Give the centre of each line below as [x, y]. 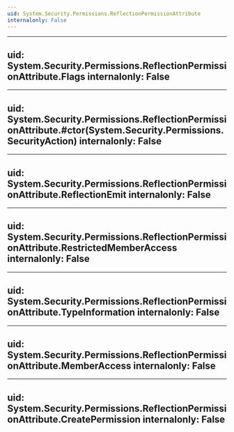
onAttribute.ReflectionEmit [67, 195]
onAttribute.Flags [46, 76]
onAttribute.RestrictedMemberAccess [92, 248]
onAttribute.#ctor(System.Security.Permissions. [116, 130]
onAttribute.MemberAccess [69, 365]
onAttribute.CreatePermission [74, 419]
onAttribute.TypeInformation [71, 313]
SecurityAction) [42, 141]
